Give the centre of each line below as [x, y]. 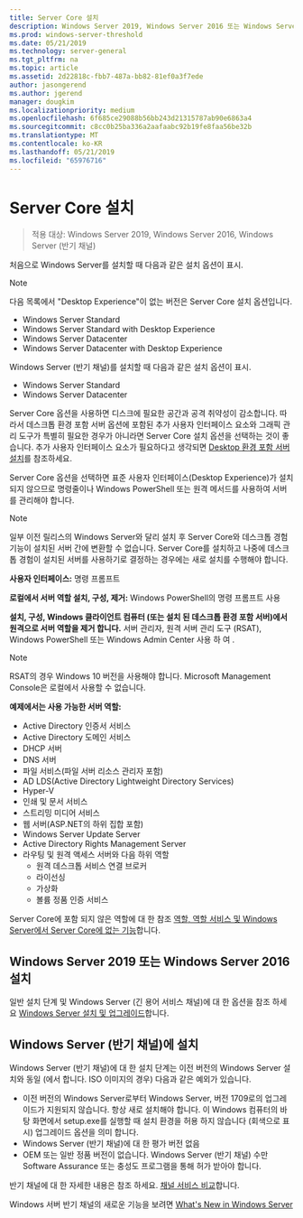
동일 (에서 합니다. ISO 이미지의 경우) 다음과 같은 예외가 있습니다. [138, 1079]
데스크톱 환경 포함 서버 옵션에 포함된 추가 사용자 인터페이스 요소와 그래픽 [153, 424]
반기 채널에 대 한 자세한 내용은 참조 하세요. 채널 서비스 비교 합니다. [125, 1185]
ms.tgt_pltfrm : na [44, 60]
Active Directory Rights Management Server [104, 844]
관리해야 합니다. [46, 500]
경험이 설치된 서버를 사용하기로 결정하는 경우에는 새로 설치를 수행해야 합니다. [153, 560]
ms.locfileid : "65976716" [58, 160]
